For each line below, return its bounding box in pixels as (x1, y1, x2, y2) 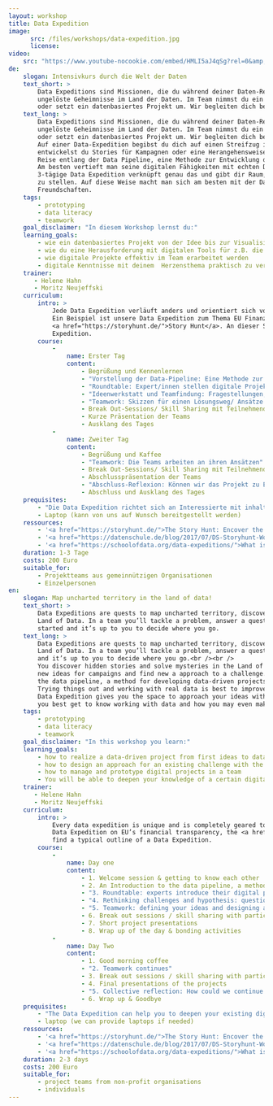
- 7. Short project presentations (80, 919, 198, 927)
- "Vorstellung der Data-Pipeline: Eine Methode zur (80, 375, 264, 383)
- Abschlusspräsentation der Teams (80, 473, 201, 481)
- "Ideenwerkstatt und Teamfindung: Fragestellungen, (80, 390, 267, 398)
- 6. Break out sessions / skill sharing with (80, 912, 242, 920)
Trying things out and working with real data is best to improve (37, 685, 267, 693)
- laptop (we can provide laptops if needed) (37, 1017, 195, 1025)
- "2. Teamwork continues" (80, 964, 173, 973)
